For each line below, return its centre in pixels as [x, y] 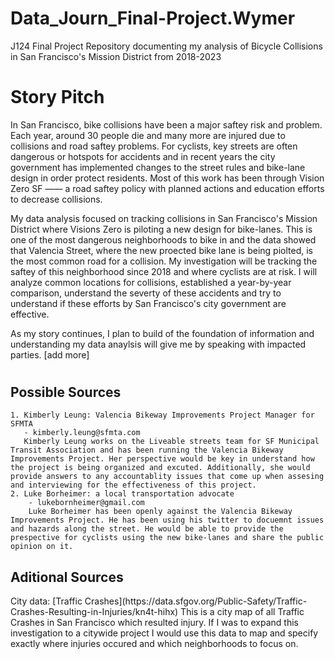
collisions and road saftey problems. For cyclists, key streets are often [154, 146]
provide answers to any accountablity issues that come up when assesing [167, 477]
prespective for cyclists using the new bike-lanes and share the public [167, 538]
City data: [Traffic [46, 601]
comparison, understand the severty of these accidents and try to [146, 293]
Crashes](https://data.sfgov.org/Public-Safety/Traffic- [196, 601]
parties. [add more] [50, 354]
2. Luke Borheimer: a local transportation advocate [122, 494]
